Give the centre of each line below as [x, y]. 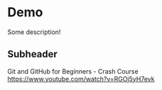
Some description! [34, 32]
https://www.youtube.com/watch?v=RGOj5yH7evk [81, 79]
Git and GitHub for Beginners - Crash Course [73, 71]
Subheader [33, 54]
